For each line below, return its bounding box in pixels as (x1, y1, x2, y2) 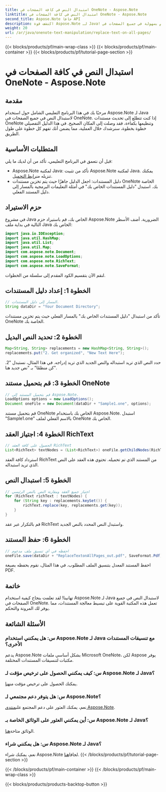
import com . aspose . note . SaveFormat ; (5, 263, 81, 268)
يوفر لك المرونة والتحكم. (5, 606, 50, 611)
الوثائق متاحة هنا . (5, 728, 35, 734)
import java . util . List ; (5, 240, 54, 245)
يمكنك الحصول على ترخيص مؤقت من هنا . (5, 681, 78, 687)
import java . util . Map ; (5, 245, 52, 250)
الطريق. (5, 131, 20, 137)
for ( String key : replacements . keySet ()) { (14, 498, 107, 504)
